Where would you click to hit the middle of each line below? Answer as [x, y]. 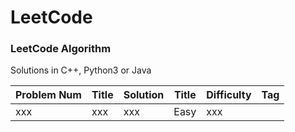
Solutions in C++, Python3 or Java [81, 70]
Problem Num [48, 95]
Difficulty [229, 95]
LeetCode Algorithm [61, 49]
